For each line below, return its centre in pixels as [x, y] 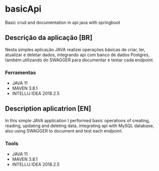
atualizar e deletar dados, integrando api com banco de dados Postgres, [77, 55]
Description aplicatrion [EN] [48, 109]
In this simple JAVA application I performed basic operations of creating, [78, 120]
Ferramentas [21, 73]
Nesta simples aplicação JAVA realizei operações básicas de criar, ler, [75, 49]
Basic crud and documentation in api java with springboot [63, 22]
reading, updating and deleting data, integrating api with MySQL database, [80, 126]
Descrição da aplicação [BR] [49, 38]
